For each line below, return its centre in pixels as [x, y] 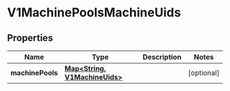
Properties [30, 38]
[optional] [204, 73]
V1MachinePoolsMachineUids [94, 13]
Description [162, 57]
